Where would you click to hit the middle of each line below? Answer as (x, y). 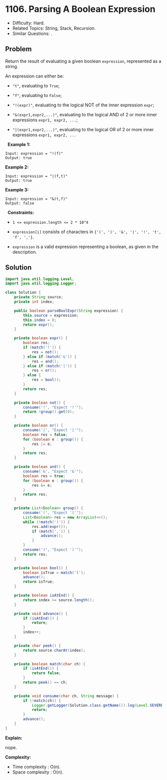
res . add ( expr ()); (50, 526)
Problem (19, 49)
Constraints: (21, 212)
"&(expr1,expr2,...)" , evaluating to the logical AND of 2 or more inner (85, 114)
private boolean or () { (39, 426)
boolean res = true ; (44, 476)
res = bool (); (46, 380)
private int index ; (34, 302)
